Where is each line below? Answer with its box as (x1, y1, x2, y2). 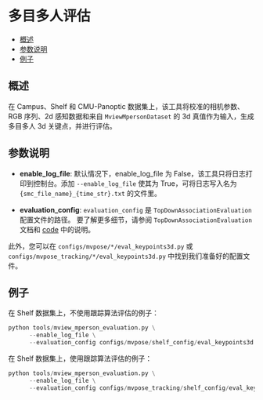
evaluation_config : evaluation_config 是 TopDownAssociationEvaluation (19, 205, 252, 214)
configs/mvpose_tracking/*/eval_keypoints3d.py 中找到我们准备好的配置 (8, 251, 244, 260)
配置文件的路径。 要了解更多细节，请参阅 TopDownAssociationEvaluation (19, 215, 253, 224)
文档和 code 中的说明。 (19, 224, 95, 234)
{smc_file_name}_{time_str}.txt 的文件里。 (19, 188, 162, 198)
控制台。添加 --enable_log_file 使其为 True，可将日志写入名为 (33, 178, 237, 188)
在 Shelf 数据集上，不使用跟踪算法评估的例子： (8, 308, 159, 318)
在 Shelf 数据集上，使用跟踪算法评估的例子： (8, 354, 153, 363)
